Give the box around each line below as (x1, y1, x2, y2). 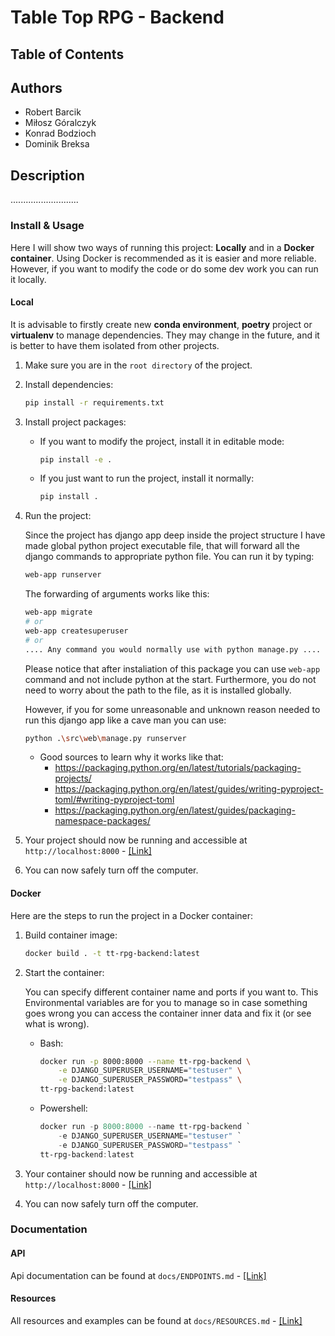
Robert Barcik (24, 106, 82, 118)
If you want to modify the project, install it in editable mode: (39, 435, 285, 447)
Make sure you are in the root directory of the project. (24, 359, 253, 371)
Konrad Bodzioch (24, 127, 97, 140)
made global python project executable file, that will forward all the (24, 540, 300, 552)
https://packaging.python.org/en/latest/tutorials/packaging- (54, 762, 302, 774)
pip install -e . (39, 454, 113, 465)
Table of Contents (10, 46, 125, 63)
